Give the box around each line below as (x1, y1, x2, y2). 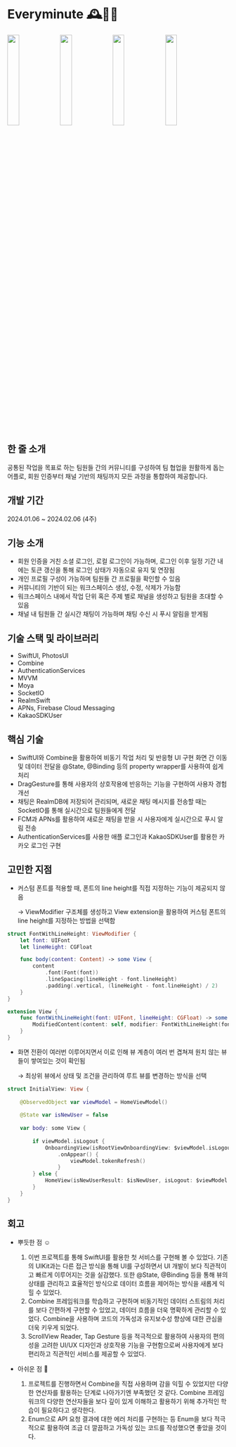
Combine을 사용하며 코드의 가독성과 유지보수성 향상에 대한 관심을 (43, 1314, 223, 1323)
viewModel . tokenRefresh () (70, 1157, 146, 1164)
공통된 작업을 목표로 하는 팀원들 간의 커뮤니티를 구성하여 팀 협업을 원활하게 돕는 (7, 463, 225, 472)
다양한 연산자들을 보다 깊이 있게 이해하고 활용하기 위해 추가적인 (46, 1397, 220, 1406)
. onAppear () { (57, 1151, 99, 1158)
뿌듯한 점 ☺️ (17, 1237, 51, 1246)
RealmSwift (17, 696, 51, 705)
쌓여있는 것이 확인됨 (30, 1056, 86, 1065)
